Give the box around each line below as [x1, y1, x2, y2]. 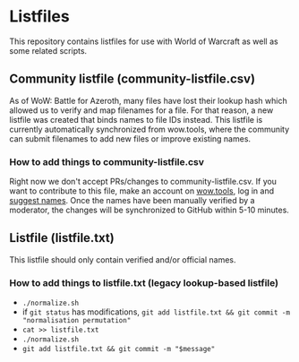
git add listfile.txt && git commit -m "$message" [21, 345, 216, 354]
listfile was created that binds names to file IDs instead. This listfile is [9, 114, 263, 125]
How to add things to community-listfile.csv [9, 155, 204, 168]
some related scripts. [9, 45, 88, 56]
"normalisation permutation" [21, 316, 132, 325]
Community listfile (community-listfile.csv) [9, 72, 256, 87]
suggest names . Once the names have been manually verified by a [9, 195, 255, 206]
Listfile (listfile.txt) [9, 230, 115, 246]
